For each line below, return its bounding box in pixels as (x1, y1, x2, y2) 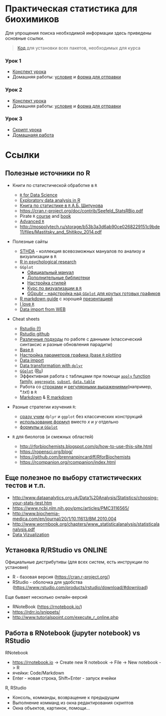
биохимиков (5, 13, 59, 25)
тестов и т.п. (5, 481, 46, 490)
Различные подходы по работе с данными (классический (19, 336, 142, 342)
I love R (19, 301, 35, 307)
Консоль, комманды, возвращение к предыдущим (12, 695, 120, 701)
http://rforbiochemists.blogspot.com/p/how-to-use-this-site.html (19, 443, 153, 449)
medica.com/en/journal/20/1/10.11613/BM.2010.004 (12, 516, 116, 522)
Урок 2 (5, 87, 22, 93)
